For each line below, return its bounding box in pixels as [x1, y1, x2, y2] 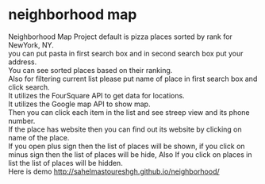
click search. [8, 82, 50, 92]
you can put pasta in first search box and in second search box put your [8, 48, 244, 58]
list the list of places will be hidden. [8, 158, 123, 167]
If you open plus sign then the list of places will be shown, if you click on [8, 141, 245, 151]
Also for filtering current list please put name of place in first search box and [8, 74, 258, 83]
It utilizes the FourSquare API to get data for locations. [8, 90, 185, 100]
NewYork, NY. [8, 40, 54, 49]
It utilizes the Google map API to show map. [8, 99, 151, 109]
